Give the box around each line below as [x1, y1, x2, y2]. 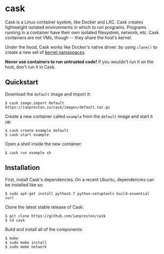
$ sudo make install [5, 240, 47, 245]
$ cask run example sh [5, 150, 51, 155]
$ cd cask [5, 218, 25, 223]
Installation [5, 164, 40, 172]
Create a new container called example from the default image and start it [5, 113, 153, 119]
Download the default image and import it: [5, 91, 91, 97]
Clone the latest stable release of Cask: [5, 204, 84, 210]
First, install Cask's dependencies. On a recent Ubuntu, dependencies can [5, 176, 155, 182]
